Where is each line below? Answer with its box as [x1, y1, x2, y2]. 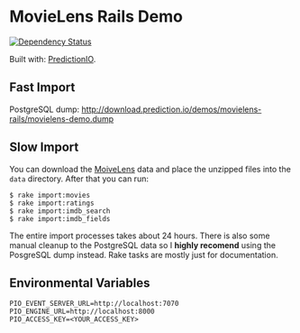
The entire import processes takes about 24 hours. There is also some [9, 230, 270, 241]
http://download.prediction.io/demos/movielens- [81, 104, 262, 115]
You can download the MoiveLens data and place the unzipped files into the [9, 163, 291, 174]
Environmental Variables [9, 275, 150, 291]
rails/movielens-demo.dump [9, 113, 114, 124]
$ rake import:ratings [9, 199, 95, 208]
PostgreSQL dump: [9, 104, 80, 115]
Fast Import [9, 79, 76, 96]
